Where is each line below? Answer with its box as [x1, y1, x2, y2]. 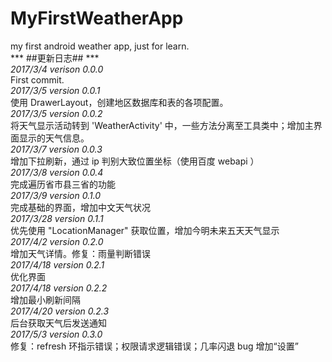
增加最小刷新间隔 [10, 293, 81, 306]
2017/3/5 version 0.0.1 [10, 84, 101, 96]
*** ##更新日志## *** [10, 52, 100, 64]
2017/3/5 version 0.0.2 [10, 107, 103, 119]
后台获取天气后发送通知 [10, 317, 107, 329]
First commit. [10, 73, 65, 86]
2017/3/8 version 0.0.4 [10, 166, 104, 178]
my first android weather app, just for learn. [10, 40, 190, 52]
